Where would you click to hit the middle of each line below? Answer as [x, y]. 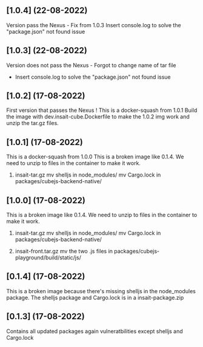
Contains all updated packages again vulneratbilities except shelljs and [95, 331]
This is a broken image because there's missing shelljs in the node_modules [101, 291]
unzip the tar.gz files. [32, 123]
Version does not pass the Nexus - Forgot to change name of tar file [92, 65]
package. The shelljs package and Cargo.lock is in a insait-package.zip [95, 297]
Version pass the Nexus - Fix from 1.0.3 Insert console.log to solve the [94, 25]
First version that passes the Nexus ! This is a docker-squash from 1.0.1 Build [102, 110]
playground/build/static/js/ [48, 258]
